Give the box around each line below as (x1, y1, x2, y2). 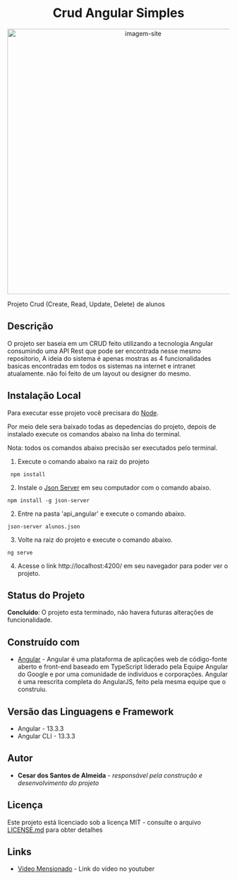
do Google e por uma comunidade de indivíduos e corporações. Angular (17, 670, 228, 678)
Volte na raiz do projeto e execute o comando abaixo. (17, 535, 173, 544)
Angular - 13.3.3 (17, 724, 64, 733)
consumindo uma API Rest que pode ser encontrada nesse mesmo (7, 347, 201, 355)
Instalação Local (7, 390, 81, 402)
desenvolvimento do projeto (17, 778, 99, 787)
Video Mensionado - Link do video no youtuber (17, 864, 155, 873)
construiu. (17, 685, 47, 694)
